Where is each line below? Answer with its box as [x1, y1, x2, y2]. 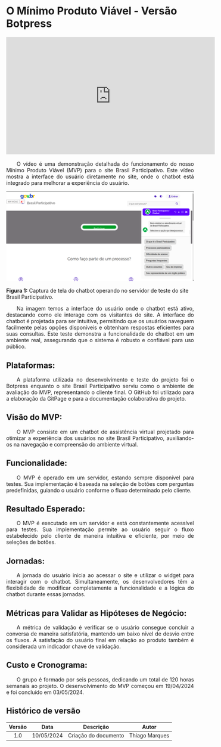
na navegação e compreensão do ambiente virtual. [13, 441, 138, 448]
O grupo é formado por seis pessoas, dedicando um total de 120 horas [17, 675, 194, 683]
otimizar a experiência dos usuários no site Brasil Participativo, [6, 434, 165, 442]
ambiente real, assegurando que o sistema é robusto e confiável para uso [6, 337, 194, 344]
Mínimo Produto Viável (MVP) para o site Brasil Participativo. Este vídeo [6, 166, 194, 173]
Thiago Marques [129, 732, 170, 739]
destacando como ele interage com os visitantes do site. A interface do [6, 311, 194, 318]
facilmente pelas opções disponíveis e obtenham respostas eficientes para [6, 324, 194, 331]
